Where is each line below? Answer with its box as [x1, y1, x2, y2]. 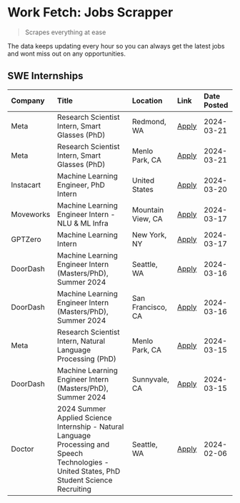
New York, [131, 230, 167, 240]
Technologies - [56, 457, 109, 467]
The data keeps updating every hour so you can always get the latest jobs [7, 41, 225, 50]
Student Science [56, 475, 113, 485]
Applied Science [56, 412, 112, 422]
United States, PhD [56, 466, 121, 476]
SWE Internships [7, 70, 84, 82]
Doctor [11, 444, 34, 454]
